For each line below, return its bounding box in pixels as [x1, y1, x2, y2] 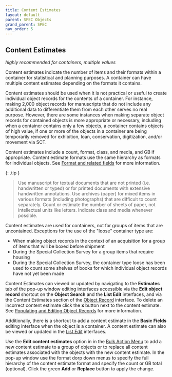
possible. [17, 212, 37, 219]
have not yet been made [12, 270, 64, 276]
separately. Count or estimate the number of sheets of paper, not [17, 201, 156, 208]
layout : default [5, 12, 40, 17]
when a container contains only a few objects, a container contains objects [5, 123, 164, 129]
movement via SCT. [5, 139, 47, 145]
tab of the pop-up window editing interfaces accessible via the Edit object [5, 286, 163, 292]
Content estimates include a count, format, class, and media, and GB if [5, 149, 155, 155]
